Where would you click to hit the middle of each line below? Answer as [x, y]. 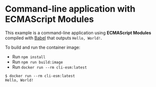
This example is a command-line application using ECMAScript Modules [78, 33]
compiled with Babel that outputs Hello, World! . [54, 38]
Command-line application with [70, 9]
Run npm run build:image [38, 62]
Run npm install [29, 56]
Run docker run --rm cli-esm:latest [49, 67]
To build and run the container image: [43, 47]
